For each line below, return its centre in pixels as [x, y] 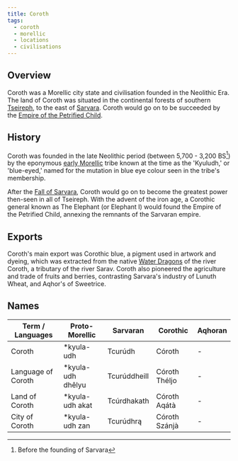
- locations [32, 40]
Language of [32, 371]
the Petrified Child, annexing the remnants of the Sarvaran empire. [104, 215]
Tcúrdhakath [129, 401]
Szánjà [168, 426]
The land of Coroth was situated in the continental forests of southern [109, 100]
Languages [34, 335]
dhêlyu [75, 385]
